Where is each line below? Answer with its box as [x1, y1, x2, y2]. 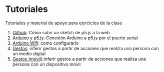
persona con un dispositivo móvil [12, 61, 81, 67]
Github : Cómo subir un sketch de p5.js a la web [12, 29, 110, 35]
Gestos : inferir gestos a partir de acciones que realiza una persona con [12, 45, 159, 51]
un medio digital [12, 51, 46, 57]
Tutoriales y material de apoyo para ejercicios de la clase [5, 20, 122, 26]
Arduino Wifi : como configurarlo [12, 40, 79, 46]
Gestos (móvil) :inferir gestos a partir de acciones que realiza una [12, 56, 146, 62]
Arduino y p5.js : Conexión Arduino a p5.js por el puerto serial [12, 35, 138, 41]
